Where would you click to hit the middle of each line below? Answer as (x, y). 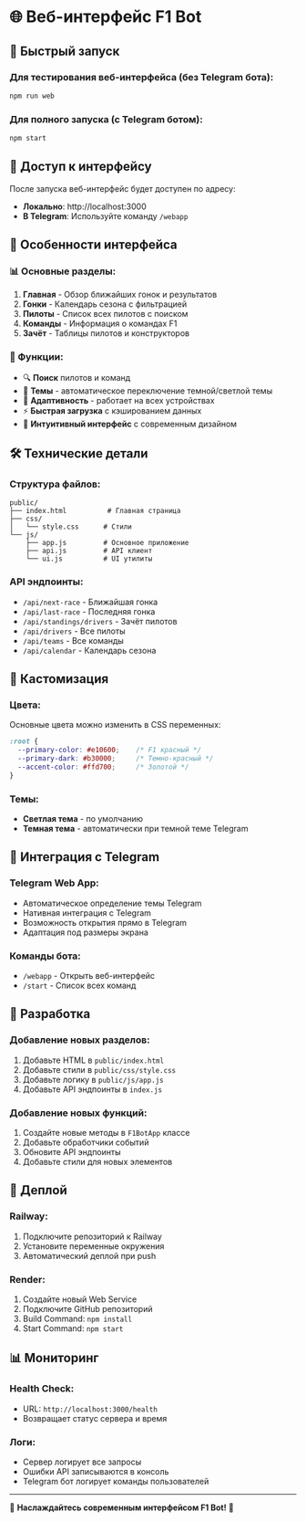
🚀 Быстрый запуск (65, 51)
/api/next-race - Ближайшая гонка (90, 602)
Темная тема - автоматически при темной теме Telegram (135, 829)
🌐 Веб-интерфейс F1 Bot (106, 17)
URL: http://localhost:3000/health (90, 1409)
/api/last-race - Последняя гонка (89, 611)
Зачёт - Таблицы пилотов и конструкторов (106, 333)
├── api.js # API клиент (89, 551)
